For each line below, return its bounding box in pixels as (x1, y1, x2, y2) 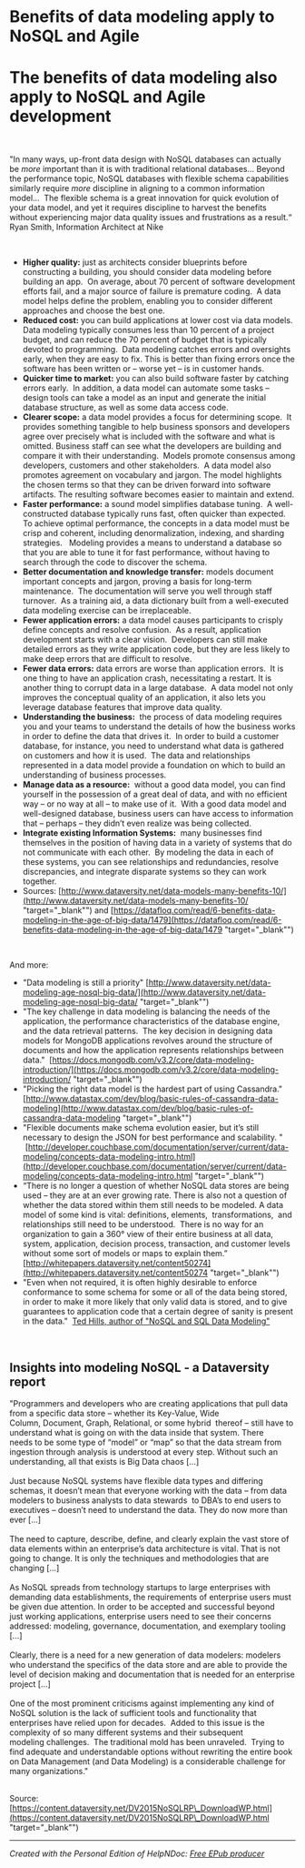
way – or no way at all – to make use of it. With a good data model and (22, 798, 288, 809)
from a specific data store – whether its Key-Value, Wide (9, 1407, 220, 1418)
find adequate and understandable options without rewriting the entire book (9, 1746, 293, 1757)
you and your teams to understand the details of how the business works (22, 721, 296, 732)
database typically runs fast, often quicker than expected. (70, 508, 286, 520)
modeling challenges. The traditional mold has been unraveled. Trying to (9, 1736, 285, 1747)
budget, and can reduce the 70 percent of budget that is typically (22, 334, 268, 345)
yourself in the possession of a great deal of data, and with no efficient (22, 789, 288, 800)
